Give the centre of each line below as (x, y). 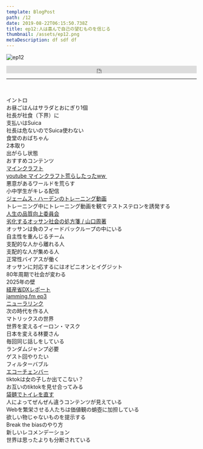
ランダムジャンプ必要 (33, 349)
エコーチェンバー (27, 371)
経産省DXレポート (29, 289)
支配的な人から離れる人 (35, 244)
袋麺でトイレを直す (30, 394)
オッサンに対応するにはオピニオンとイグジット (64, 267)
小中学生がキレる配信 (33, 191)
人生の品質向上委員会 (33, 214)
